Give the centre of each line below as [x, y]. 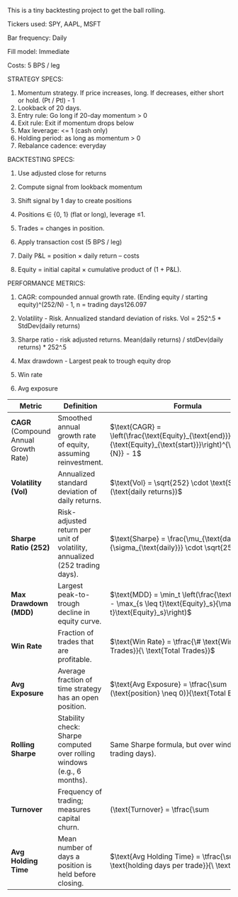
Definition [80, 406]
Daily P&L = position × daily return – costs [78, 256]
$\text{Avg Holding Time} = [155, 857]
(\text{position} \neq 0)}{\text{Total [168, 693]
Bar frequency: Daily [37, 38]
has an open [78, 697]
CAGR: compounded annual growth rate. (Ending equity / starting [113, 297]
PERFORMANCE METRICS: [46, 283]
